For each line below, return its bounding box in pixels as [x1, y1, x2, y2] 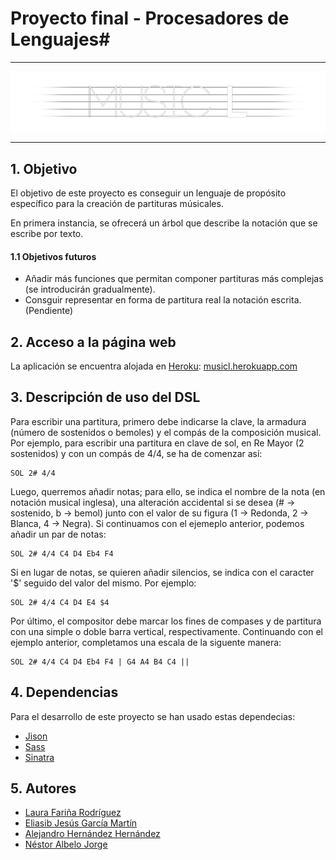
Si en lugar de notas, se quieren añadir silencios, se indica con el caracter [10, 566, 315, 578]
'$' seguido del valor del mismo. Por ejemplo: [10, 577, 197, 589]
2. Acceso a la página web [10, 333, 177, 351]
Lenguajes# [10, 28, 111, 51]
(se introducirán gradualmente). [24, 283, 156, 296]
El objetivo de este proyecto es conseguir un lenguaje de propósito [10, 187, 287, 199]
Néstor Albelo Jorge [24, 838, 108, 851]
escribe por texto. [10, 228, 84, 240]
